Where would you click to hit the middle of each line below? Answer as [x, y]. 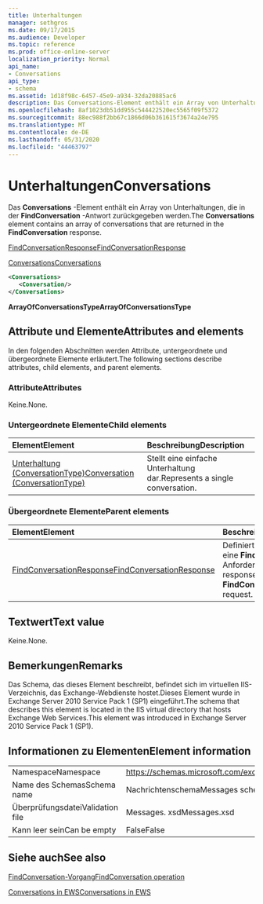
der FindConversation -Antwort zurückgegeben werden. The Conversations [131, 216]
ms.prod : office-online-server [59, 52]
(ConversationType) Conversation [73, 474]
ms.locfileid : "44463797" [50, 147]
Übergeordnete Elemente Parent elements [89, 511]
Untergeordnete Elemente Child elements [87, 425]
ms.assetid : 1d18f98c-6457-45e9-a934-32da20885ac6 [92, 96]
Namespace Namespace [56, 772]
